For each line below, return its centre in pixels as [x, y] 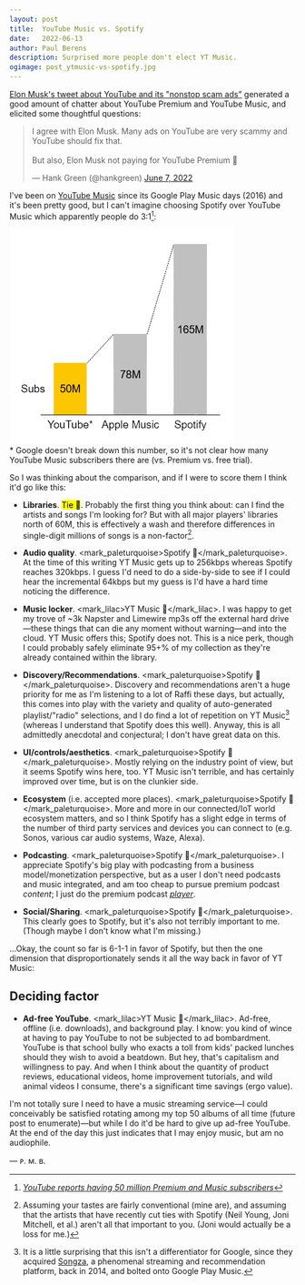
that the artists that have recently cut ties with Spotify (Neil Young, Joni [156, 1214]
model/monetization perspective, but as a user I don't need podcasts [152, 875]
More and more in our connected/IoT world [195, 808]
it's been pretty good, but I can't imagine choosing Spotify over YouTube [145, 205]
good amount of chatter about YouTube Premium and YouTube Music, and [148, 104]
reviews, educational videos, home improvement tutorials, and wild [148, 1076]
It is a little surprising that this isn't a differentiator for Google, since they [157, 1251]
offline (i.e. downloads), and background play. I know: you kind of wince [157, 1027]
